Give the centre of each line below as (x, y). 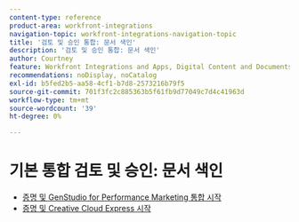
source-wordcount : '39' (53, 108)
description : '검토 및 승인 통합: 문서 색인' (85, 51)
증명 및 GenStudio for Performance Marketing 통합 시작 (122, 197)
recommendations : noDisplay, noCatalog (83, 75)
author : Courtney (41, 59)
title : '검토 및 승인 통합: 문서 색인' (73, 42)
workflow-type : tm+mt (49, 100)
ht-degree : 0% (36, 116)
